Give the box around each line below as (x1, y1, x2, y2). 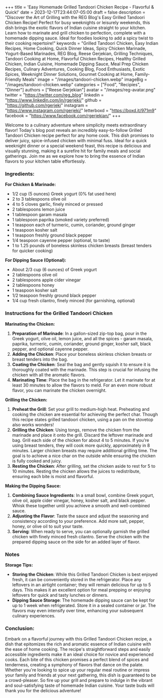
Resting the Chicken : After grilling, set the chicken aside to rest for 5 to (12, 463, 156, 469)
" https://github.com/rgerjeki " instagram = (5, 102, 89, 108)
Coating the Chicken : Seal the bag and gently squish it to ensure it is (12, 361, 151, 367)
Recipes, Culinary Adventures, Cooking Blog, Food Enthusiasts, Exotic (5, 66, 145, 72)
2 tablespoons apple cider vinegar (12, 277, 81, 283)
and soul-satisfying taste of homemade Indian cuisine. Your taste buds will (5, 682, 155, 688)
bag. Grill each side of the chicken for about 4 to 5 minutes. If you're (12, 437, 149, 443)
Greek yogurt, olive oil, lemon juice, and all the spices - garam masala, (12, 335, 153, 341)
